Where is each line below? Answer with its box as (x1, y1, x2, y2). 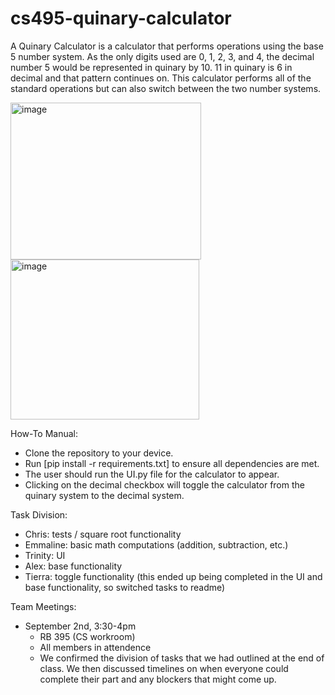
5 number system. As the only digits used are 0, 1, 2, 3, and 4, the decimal (10, 50, 315, 62)
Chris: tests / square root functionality (24, 528, 182, 540)
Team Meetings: (10, 600, 77, 612)
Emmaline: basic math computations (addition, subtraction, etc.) (24, 538, 289, 551)
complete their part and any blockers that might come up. (39, 673, 277, 685)
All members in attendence (39, 641, 152, 653)
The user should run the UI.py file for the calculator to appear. (24, 468, 280, 480)
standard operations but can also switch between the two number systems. (10, 82, 322, 94)
